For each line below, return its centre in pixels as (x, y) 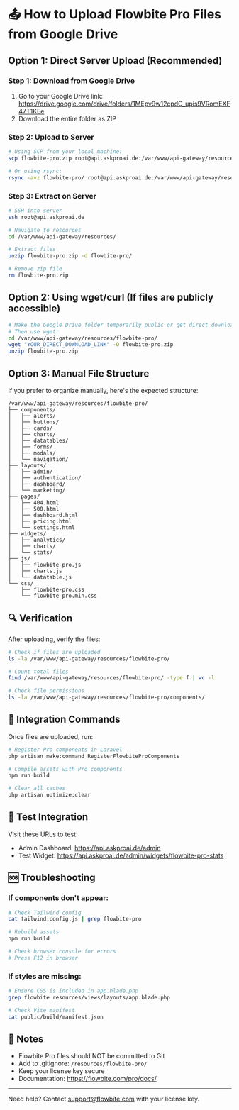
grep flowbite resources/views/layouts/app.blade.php (89, 998)
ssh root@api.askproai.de (46, 217)
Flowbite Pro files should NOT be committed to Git (91, 1056)
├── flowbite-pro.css (52, 589)
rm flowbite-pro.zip (39, 276)
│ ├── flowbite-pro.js (45, 565)
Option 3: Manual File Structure (79, 373)
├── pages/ (24, 496)
